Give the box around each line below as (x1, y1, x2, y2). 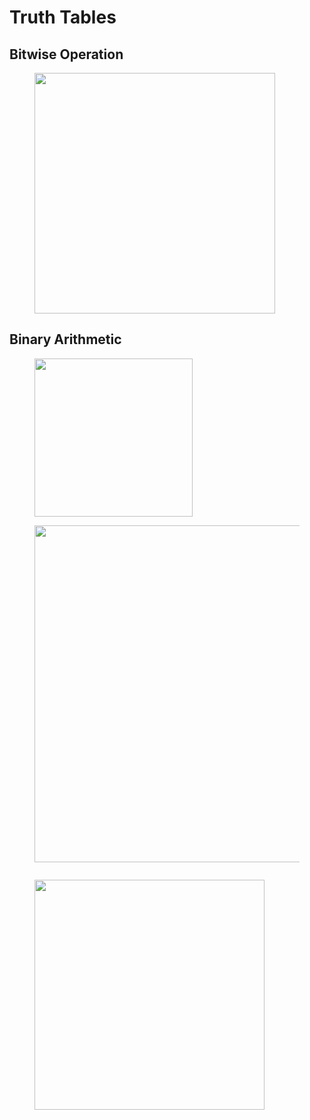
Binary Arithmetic (9, 331, 122, 348)
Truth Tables (9, 6, 117, 29)
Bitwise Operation (9, 46, 124, 63)
